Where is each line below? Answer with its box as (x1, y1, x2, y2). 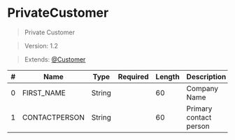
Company (186, 83, 219, 93)
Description (186, 71, 227, 81)
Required (117, 71, 149, 81)
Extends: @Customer (24, 55, 86, 64)
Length (155, 71, 180, 81)
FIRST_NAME (22, 87, 66, 97)
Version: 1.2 (24, 41, 58, 50)
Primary (186, 104, 213, 113)
